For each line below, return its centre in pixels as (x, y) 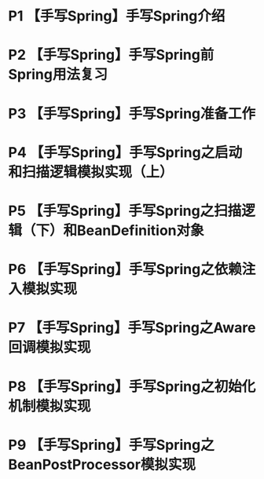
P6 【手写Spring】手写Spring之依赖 (125, 270)
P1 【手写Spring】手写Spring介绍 (117, 16)
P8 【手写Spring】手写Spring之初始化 (132, 386)
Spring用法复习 (58, 75)
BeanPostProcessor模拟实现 (102, 464)
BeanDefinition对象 (141, 230)
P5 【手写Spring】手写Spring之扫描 (125, 211)
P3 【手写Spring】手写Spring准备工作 (132, 113)
